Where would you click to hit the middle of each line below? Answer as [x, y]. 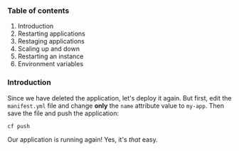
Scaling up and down [49, 49]
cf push [19, 126]
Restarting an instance [51, 56]
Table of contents [38, 11]
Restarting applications [51, 33]
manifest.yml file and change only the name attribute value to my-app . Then [116, 105]
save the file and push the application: [63, 113]
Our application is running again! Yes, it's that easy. [83, 140]
